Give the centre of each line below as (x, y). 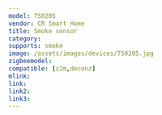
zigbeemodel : (30, 62)
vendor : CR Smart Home (47, 23)
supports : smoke (36, 46)
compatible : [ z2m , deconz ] (52, 69)
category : (25, 38)
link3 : (19, 99)
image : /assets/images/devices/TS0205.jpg (81, 53)
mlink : (19, 76)
